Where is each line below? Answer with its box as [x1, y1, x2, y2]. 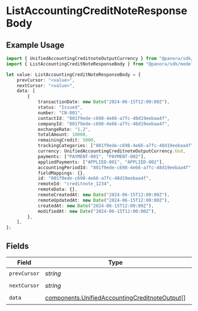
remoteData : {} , [37, 186, 78, 192]
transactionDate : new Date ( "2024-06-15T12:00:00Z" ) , [37, 99, 170, 105]
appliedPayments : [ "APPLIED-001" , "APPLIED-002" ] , [37, 159, 165, 165]
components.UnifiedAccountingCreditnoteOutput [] [45, 294, 186, 302]
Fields [6, 241, 29, 251]
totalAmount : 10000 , [37, 132, 88, 138]
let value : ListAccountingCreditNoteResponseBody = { [6, 72, 141, 78]
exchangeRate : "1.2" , [37, 126, 91, 132]
